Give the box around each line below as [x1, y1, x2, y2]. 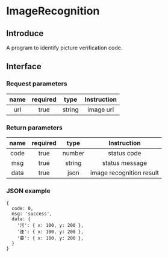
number [62, 149, 85, 157]
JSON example [6, 187, 51, 195]
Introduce [6, 28, 44, 39]
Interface [6, 61, 42, 72]
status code [108, 149, 142, 157]
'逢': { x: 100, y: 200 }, [17, 229, 84, 235]
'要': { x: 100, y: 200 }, [17, 235, 84, 241]
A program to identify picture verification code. [6, 44, 123, 51]
